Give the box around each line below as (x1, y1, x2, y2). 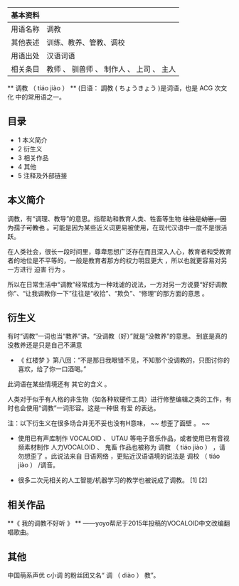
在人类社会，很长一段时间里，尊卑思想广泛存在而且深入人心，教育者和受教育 (7, 247, 232, 255)
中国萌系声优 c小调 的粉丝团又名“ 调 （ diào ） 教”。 (7, 571, 160, 580)
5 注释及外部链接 (17, 171, 68, 180)
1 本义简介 (17, 135, 48, 144)
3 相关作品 (17, 153, 49, 162)
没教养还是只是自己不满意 (7, 341, 83, 349)
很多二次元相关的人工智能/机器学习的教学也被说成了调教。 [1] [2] (17, 476, 208, 484)
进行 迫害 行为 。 (19, 265, 69, 273)
